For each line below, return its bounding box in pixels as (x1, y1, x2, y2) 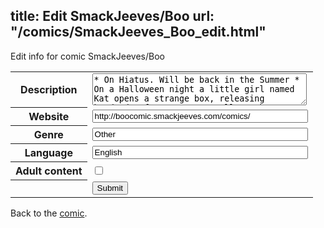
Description (20, 83, 78, 97)
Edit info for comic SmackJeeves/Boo (10, 50, 165, 62)
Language (24, 146, 73, 160)
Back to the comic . (10, 207, 88, 219)
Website (28, 110, 70, 124)
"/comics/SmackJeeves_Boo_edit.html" (10, 24, 267, 41)
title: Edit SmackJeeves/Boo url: (10, 8, 215, 25)
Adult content (15, 164, 83, 178)
